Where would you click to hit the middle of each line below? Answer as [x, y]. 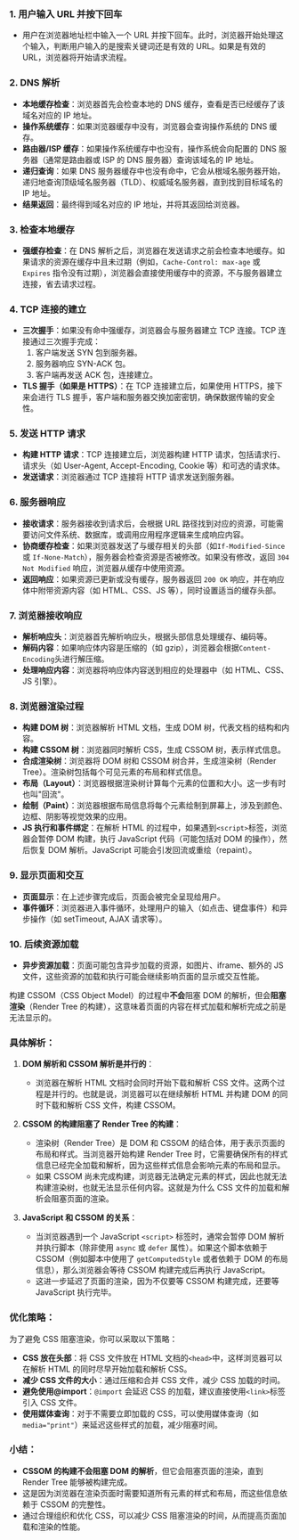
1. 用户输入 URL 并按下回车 [66, 13]
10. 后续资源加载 [44, 944]
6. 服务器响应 [37, 503]
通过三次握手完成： [65, 341]
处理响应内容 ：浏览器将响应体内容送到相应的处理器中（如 [127, 670]
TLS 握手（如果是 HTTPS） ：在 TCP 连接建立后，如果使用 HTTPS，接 [149, 386]
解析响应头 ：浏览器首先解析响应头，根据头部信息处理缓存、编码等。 [147, 637]
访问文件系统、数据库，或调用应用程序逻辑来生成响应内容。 [139, 534]
